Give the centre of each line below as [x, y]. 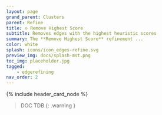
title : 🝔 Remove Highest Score [45, 28]
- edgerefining [35, 72]
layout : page [22, 11]
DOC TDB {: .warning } [48, 106]
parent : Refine [25, 22]
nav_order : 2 [22, 77]
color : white [22, 45]
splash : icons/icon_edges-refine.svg [52, 50]
